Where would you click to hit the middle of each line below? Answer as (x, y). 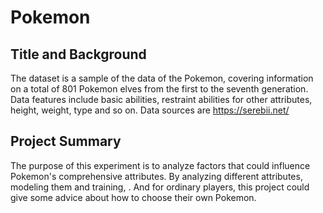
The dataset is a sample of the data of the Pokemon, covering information (162, 78)
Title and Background (78, 54)
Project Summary (66, 141)
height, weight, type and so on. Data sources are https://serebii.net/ (150, 110)
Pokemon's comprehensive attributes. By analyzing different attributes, (156, 176)
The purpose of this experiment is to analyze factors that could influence (160, 165)
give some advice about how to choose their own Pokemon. (133, 197)
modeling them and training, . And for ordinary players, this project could (160, 187)
